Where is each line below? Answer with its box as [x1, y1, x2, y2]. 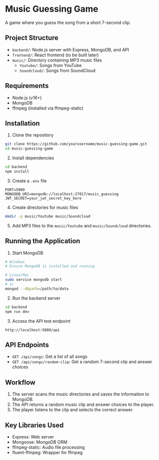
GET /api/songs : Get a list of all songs [12, 353, 88, 360]
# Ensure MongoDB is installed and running [5, 264, 95, 269]
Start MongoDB [12, 250, 43, 256]
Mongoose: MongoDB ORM [12, 439, 67, 445]
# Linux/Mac [5, 273, 29, 278]
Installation [5, 119, 40, 128]
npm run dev [5, 309, 29, 314]
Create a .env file [12, 177, 47, 184]
